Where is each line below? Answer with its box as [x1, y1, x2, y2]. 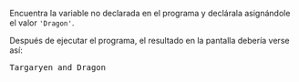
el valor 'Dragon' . [9, 17, 75, 28]
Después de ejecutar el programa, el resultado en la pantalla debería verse [9, 36, 290, 46]
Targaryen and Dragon [9, 63, 107, 72]
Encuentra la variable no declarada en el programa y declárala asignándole [9, 8, 291, 18]
